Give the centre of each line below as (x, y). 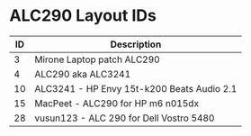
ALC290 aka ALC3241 (83, 74)
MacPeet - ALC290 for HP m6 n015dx (117, 103)
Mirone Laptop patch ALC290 (97, 59)
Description (136, 44)
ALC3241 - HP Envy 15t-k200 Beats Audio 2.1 (136, 88)
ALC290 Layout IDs (83, 16)
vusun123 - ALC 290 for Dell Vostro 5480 (125, 118)
